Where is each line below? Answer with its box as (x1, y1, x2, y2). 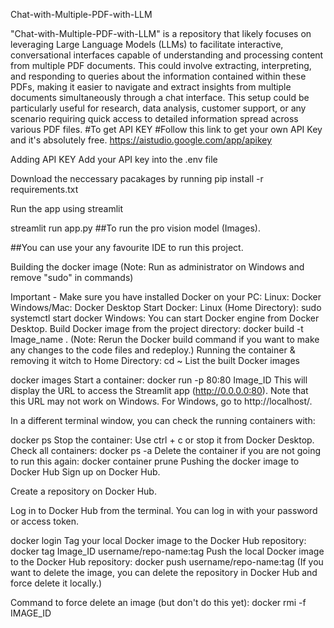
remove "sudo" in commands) (10, 272, 134, 283)
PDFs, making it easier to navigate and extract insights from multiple (10, 81, 292, 93)
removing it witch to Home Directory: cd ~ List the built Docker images (10, 355, 300, 366)
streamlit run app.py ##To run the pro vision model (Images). (10, 222, 261, 234)
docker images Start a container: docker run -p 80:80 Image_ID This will (10, 374, 308, 386)
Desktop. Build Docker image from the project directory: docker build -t (10, 323, 304, 334)
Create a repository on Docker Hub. (10, 485, 157, 497)
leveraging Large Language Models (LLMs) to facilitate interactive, (10, 39, 284, 50)
